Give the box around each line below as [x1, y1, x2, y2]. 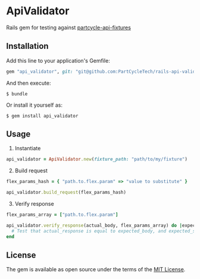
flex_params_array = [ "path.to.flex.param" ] [6, 212, 118, 218]
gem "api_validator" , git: [6, 69, 73, 75]
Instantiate [14, 145, 41, 152]
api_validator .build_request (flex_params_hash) [6, 190, 127, 196]
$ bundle [6, 91, 28, 97]
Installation [6, 41, 49, 51]
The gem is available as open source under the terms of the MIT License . [6, 266, 186, 273]
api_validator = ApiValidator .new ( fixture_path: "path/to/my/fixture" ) [6, 156, 187, 162]
